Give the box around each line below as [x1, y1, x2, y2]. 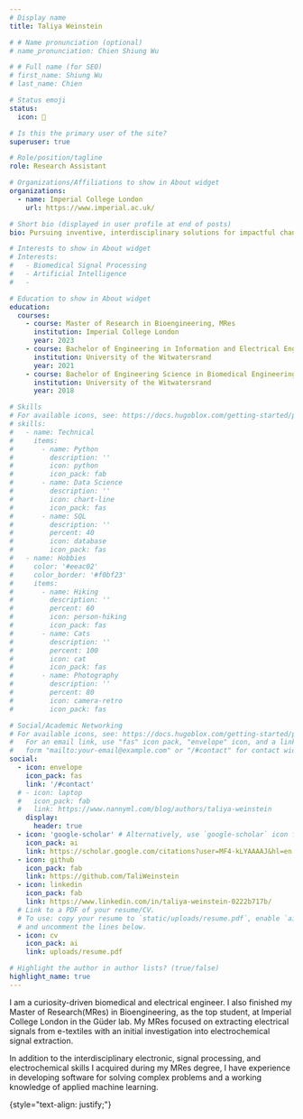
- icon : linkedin [17, 881, 83, 890]
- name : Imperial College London [17, 195, 143, 204]
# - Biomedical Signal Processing [9, 261, 147, 271]
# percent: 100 [9, 646, 99, 655]
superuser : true [9, 137, 70, 146]
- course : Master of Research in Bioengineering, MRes [25, 319, 236, 328]
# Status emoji [9, 96, 67, 105]
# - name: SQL [9, 512, 87, 521]
